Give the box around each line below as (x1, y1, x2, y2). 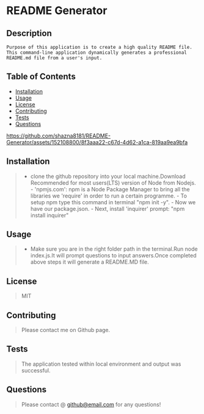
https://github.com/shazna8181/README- (6, 132, 111, 139)
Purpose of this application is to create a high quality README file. (6, 44, 192, 50)
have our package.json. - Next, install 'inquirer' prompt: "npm (30, 205, 185, 212)
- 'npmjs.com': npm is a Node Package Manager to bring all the (30, 185, 191, 193)
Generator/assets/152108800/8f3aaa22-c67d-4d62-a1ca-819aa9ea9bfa (6, 138, 188, 146)
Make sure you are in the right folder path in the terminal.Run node (30, 245, 198, 253)
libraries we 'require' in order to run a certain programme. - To (30, 192, 188, 199)
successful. (21, 366, 51, 374)
